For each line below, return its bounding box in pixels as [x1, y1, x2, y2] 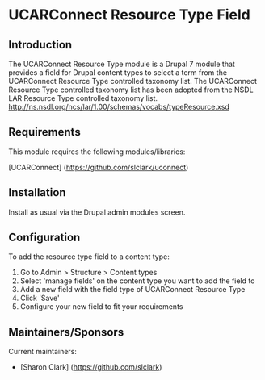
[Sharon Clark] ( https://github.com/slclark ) [19, 362, 162, 372]
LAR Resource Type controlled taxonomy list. [8, 94, 158, 102]
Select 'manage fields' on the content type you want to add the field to [19, 276, 255, 286]
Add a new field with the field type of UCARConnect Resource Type [19, 285, 246, 294]
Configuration [8, 231, 81, 244]
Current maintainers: [8, 347, 77, 357]
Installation [8, 186, 66, 199]
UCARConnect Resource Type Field [8, 6, 250, 24]
